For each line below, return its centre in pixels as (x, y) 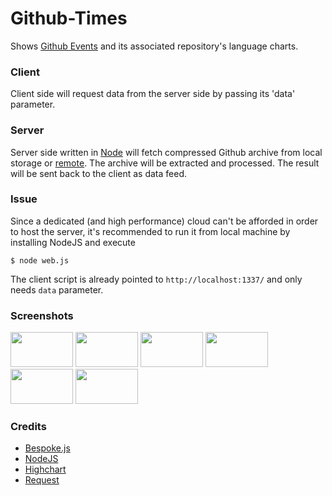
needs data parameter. (57, 289)
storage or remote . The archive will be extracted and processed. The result (165, 163)
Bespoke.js (47, 448)
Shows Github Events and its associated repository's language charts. (154, 46)
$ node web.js (40, 260)
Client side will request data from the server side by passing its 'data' (153, 94)
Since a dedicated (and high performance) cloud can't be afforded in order (164, 221)
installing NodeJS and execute (73, 242)
